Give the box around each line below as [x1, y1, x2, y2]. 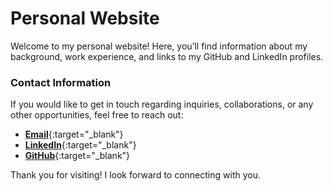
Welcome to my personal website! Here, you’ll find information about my [10, 40, 308, 52]
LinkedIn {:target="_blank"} [24, 139, 137, 151]
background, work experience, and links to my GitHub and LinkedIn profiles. [10, 50, 324, 62]
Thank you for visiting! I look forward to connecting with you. [10, 169, 261, 181]
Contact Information [10, 75, 112, 89]
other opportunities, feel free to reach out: [10, 109, 184, 121]
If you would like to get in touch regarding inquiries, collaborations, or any [10, 98, 314, 111]
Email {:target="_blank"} [24, 128, 124, 141]
